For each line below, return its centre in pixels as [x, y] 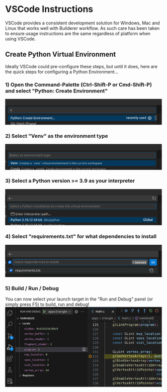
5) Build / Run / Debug [32, 288]
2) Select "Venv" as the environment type [57, 136]
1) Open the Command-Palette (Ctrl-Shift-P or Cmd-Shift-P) [79, 85]
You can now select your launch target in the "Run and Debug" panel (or [79, 299]
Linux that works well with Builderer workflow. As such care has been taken [83, 28]
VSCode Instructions [49, 9]
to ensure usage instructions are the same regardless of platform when [78, 33]
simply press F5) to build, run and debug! [47, 304]
